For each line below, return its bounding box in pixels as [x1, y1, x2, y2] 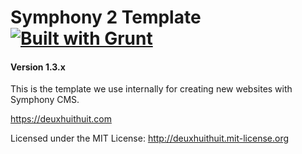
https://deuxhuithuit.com [10, 113, 112, 125]
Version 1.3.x [10, 61, 66, 73]
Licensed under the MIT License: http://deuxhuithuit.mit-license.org [10, 132, 289, 145]
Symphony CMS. [10, 94, 80, 106]
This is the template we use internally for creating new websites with [10, 83, 293, 95]
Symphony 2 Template [10, 6, 202, 29]
